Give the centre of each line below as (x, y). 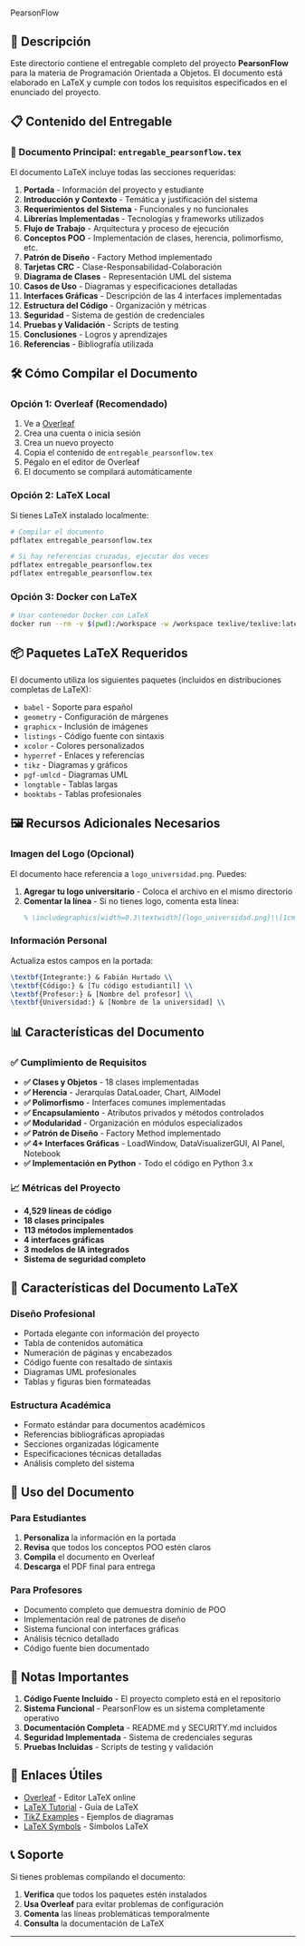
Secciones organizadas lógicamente (91, 1444)
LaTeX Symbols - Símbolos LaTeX (86, 1826)
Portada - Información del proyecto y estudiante (114, 190)
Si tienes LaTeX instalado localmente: (80, 515)
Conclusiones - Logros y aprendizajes (95, 334)
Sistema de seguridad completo (85, 1259)
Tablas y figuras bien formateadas (87, 1381)
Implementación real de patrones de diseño (105, 1619)
